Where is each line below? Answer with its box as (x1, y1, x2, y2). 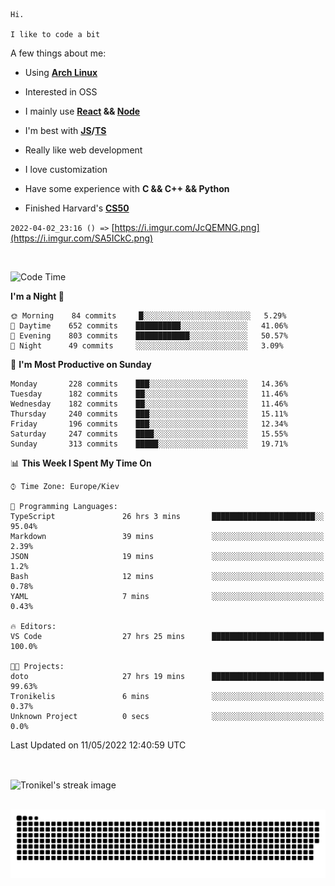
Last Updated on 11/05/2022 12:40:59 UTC (10, 739, 187, 751)
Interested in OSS (24, 86, 98, 98)
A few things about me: (10, 47, 107, 59)
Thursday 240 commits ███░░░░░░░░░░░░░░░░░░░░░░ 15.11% (10, 409, 288, 419)
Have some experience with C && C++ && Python (24, 183, 230, 194)
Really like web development (24, 144, 143, 156)
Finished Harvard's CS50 (24, 202, 130, 214)
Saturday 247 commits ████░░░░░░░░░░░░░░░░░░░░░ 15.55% (10, 429, 288, 439)
